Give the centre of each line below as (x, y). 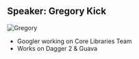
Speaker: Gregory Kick (57, 11)
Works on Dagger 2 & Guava (57, 48)
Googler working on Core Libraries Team (74, 41)
